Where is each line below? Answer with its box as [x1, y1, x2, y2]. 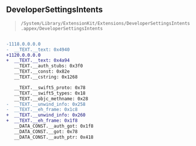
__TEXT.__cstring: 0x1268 [14, 74, 78, 80]
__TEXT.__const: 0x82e [14, 69, 70, 74]
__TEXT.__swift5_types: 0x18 [14, 90, 86, 96]
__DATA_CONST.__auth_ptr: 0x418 [14, 134, 94, 140]
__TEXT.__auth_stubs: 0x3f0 [14, 63, 83, 69]
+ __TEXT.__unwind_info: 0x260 [6, 112, 86, 118]
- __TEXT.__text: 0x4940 [6, 47, 70, 53]
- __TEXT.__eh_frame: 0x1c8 [6, 106, 78, 113]
